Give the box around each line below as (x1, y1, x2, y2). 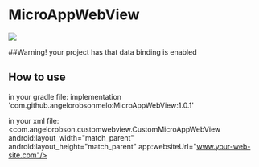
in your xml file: (8, 116, 60, 125)
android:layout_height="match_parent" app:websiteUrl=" (8, 141, 197, 151)
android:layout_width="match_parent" (8, 132, 134, 142)
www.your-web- (196, 141, 251, 151)
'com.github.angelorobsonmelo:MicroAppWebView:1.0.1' (8, 100, 195, 110)
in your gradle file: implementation (8, 92, 122, 101)
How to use (8, 71, 66, 84)
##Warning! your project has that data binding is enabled (8, 47, 197, 57)
